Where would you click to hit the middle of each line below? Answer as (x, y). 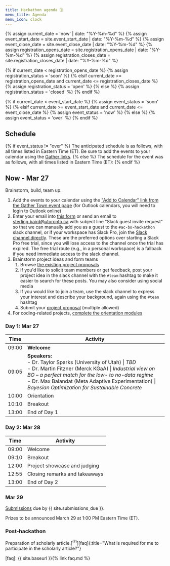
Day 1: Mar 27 (22, 326)
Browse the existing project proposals (59, 265)
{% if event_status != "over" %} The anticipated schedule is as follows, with (84, 146)
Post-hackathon (26, 531)
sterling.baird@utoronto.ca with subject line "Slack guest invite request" (88, 221)
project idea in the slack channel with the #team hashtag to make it (89, 275)
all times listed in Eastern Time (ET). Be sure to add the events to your (78, 151)
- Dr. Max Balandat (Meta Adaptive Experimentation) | (91, 381)
